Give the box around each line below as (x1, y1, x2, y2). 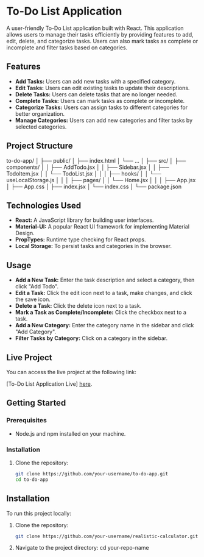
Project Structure (6, 141, 73, 151)
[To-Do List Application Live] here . (6, 380, 93, 388)
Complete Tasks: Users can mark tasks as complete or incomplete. (15, 97, 185, 104)
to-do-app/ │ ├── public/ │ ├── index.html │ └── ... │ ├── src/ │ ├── (6, 157, 186, 164)
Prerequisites (6, 416, 47, 425)
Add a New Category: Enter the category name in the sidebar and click (15, 322, 194, 329)
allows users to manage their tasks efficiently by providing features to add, (6, 30, 194, 38)
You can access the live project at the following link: (6, 369, 137, 375)
